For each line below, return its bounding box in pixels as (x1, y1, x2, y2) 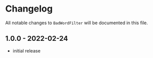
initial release (12, 47, 41, 53)
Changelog (5, 3, 53, 15)
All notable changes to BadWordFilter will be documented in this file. (5, 20, 148, 26)
